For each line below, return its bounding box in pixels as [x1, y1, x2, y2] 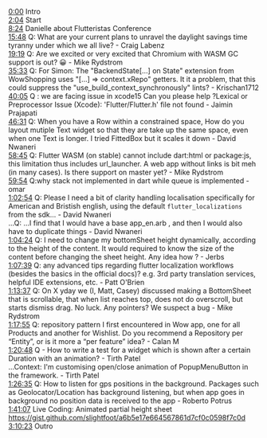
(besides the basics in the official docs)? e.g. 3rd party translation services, [8, 269, 257, 278]
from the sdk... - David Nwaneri [8, 210, 112, 219]
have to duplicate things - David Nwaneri [8, 227, 143, 236]
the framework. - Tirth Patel [8, 370, 100, 380]
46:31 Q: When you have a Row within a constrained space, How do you [8, 117, 245, 126]
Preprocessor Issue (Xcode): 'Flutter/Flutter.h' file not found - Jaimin [8, 100, 234, 109]
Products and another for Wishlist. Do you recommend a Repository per [8, 328, 243, 338]
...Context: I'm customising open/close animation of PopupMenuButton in [8, 362, 249, 371]
